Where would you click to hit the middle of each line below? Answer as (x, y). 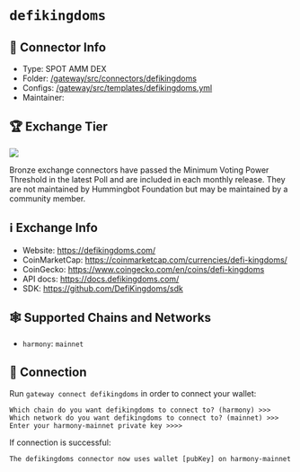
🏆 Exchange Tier (58, 127)
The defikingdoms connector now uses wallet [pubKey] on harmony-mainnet (150, 459)
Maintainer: (43, 98)
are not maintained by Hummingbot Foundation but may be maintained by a (149, 189)
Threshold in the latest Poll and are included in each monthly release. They (147, 179)
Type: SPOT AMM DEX (64, 69)
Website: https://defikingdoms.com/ (89, 250)
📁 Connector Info (57, 47)
